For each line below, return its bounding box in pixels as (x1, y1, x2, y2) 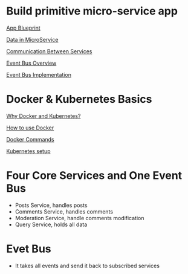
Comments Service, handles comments (15, 207, 114, 215)
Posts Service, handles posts (15, 201, 88, 209)
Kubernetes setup (6, 147, 51, 155)
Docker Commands (6, 135, 54, 143)
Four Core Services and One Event (6, 169, 183, 183)
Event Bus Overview (6, 59, 57, 67)
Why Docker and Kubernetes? (6, 112, 81, 119)
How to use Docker (6, 124, 54, 131)
